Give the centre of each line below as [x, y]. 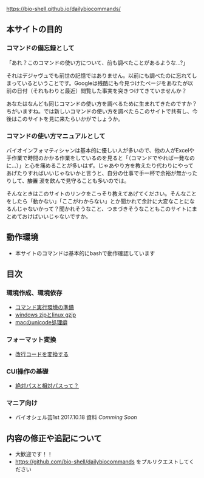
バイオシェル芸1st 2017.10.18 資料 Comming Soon [76, 417]
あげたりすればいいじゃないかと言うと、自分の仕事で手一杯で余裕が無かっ [99, 173]
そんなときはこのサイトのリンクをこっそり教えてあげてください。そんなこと [102, 193]
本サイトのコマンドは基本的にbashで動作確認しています [85, 253]
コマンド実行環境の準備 [44, 307]
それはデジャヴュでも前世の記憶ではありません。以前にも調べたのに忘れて [99, 75]
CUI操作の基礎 [27, 371]
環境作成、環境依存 [34, 293]
